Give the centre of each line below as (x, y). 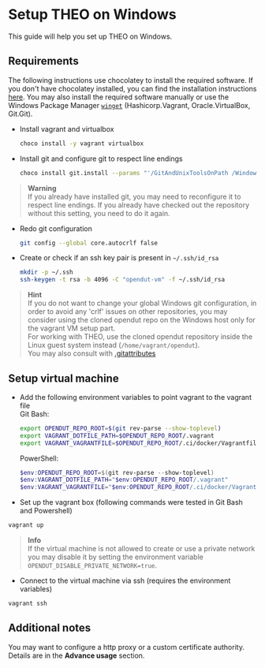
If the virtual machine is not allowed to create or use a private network (141, 549)
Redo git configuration (56, 228)
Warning (42, 188)
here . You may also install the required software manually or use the (119, 97)
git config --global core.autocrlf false (89, 243)
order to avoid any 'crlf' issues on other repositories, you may (127, 312)
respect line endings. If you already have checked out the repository (138, 205)
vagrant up (26, 525)
